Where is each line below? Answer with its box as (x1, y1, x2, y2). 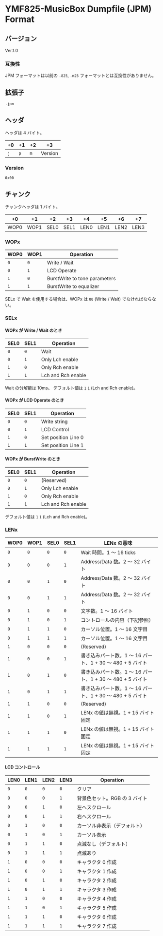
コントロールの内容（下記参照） (81, 617, 154, 624)
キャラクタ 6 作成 (77, 914, 117, 920)
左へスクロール (77, 804, 112, 811)
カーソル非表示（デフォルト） (77, 822, 146, 829)
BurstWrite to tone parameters (47, 275, 116, 282)
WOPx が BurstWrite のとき (5, 456, 61, 462)
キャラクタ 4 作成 (77, 896, 117, 902)
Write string (41, 418, 68, 425)
